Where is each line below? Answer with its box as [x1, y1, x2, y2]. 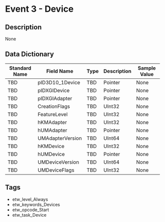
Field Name [46, 68, 74, 74]
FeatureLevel [37, 111, 68, 118]
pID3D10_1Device [37, 79, 81, 86]
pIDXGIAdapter [37, 95, 72, 101]
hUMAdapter [37, 126, 68, 133]
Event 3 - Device [5, 3, 74, 15]
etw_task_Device [12, 212, 47, 218]
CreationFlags [37, 103, 70, 110]
